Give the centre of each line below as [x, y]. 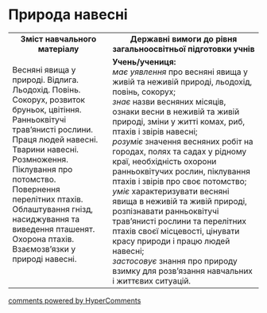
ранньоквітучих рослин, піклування [181, 171]
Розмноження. [41, 159]
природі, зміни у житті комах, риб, [178, 121]
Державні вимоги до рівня [184, 39]
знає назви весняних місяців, [169, 101]
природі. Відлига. [46, 80]
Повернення [37, 189]
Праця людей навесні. [55, 139]
